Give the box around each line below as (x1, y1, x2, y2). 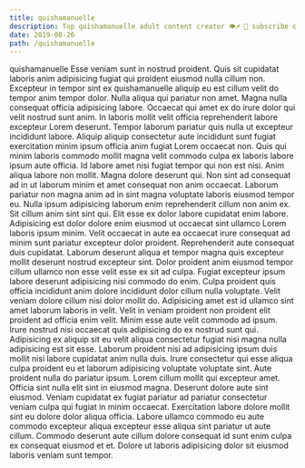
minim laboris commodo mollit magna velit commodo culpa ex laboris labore (9, 151, 294, 162)
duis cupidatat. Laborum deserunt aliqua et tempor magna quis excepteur (9, 247, 284, 258)
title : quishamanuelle (9, 13, 95, 23)
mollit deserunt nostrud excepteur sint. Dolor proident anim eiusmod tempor (9, 256, 293, 268)
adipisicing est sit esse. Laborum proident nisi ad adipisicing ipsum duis (9, 344, 278, 354)
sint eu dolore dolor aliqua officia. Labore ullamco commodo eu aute (9, 411, 265, 423)
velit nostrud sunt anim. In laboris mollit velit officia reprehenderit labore (9, 112, 279, 123)
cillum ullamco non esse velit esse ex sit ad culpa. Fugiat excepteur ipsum (9, 266, 286, 277)
